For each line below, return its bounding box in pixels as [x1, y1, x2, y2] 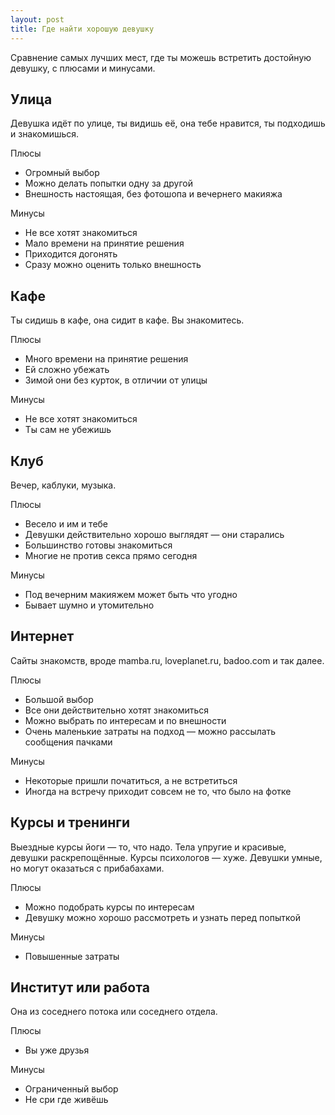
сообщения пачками [24, 736, 113, 748]
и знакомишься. [10, 128, 80, 140]
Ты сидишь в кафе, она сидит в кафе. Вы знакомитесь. [10, 314, 245, 326]
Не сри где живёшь [24, 1094, 109, 1106]
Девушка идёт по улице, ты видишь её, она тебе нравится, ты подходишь [10, 117, 326, 130]
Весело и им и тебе [24, 517, 109, 530]
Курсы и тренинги [10, 814, 130, 831]
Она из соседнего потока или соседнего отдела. [10, 1006, 218, 1018]
